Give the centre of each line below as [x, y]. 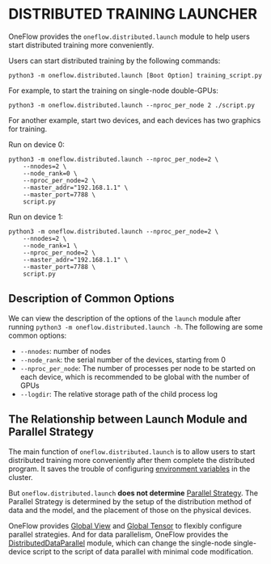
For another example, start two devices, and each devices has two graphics [135, 120]
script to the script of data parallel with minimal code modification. [142, 551]
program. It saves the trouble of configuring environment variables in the [129, 469]
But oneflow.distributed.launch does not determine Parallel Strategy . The [133, 493]
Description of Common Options [92, 299]
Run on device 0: [36, 144]
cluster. [21, 477]
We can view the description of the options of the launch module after [125, 318]
